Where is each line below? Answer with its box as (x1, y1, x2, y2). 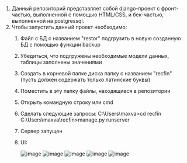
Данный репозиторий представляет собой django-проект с (11, 5, 160, 12)
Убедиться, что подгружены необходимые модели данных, (20, 53, 169, 59)
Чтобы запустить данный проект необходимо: (11, 23, 127, 30)
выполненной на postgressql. (11, 18, 85, 24)
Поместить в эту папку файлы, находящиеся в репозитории (20, 88, 171, 94)
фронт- (161, 5, 179, 12)
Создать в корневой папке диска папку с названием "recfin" (20, 70, 172, 77)
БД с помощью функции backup (20, 41, 101, 48)
